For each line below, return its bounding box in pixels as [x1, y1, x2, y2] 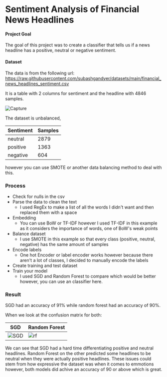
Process [5, 182, 26, 189]
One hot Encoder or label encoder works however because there [19, 251, 153, 258]
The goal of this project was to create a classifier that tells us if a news [5, 42, 151, 48]
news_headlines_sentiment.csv [5, 80, 69, 86]
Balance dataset [12, 230, 46, 236]
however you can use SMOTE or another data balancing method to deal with [5, 164, 162, 170]
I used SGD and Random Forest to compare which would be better [19, 273, 156, 279]
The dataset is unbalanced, [5, 115, 61, 121]
